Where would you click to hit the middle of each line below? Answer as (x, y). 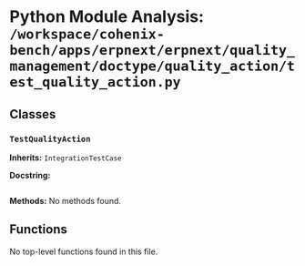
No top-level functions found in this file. (84, 251)
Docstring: (30, 175)
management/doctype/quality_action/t (152, 66)
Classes (33, 114)
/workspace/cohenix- (87, 34)
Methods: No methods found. (65, 200)
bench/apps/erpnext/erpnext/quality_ (152, 51)
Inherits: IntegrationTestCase (66, 158)
